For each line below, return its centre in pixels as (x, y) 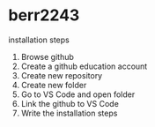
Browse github (47, 56)
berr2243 (44, 15)
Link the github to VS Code (70, 103)
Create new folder (54, 85)
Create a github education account (84, 66)
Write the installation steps (69, 113)
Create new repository (62, 75)
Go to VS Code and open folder (78, 94)
